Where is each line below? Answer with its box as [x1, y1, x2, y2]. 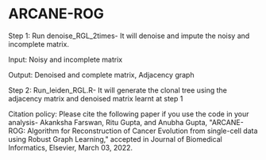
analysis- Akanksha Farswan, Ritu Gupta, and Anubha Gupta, [8, 117, 208, 127]
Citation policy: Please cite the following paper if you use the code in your [8, 109, 249, 119]
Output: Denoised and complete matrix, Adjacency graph [8, 70, 195, 79]
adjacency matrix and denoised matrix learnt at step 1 [8, 93, 183, 103]
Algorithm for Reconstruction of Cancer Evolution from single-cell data [27, 126, 258, 135]
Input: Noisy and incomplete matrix [8, 55, 123, 64]
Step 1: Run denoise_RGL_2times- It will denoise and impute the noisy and [8, 31, 250, 40]
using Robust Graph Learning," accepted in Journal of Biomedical [8, 134, 222, 143]
